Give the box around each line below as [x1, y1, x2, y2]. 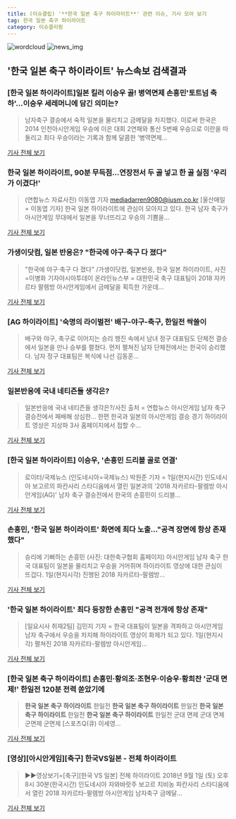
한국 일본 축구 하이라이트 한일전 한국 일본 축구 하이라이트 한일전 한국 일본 [24, 702, 224, 710]
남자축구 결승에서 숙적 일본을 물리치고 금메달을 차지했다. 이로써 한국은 [24, 116, 217, 124]
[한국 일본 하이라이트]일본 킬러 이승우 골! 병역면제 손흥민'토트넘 [7, 87, 209, 97]
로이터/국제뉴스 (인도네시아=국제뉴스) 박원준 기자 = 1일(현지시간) [24, 473, 204, 481]
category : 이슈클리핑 [7, 23, 63, 30]
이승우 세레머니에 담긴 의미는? [23, 98, 118, 108]
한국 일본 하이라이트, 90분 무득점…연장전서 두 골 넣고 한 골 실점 [7, 167, 210, 177]
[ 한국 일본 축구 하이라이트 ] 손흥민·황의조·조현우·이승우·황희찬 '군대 [7, 674, 220, 684]
